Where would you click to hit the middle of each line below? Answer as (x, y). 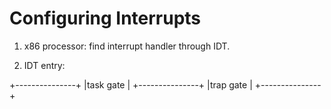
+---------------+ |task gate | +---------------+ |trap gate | (131, 84)
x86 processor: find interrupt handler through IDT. (127, 46)
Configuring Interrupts (105, 18)
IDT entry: (44, 65)
